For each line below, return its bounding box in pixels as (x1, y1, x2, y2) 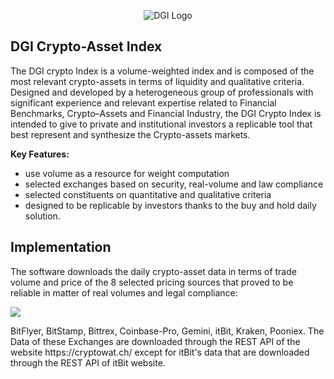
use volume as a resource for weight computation (24, 167, 230, 179)
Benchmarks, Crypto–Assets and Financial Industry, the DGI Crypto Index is (10, 107, 322, 119)
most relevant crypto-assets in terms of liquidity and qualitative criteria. (10, 75, 305, 87)
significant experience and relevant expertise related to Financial (10, 96, 277, 109)
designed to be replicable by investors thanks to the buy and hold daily (24, 199, 317, 211)
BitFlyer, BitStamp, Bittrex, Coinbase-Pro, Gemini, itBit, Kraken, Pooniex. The (10, 325, 325, 337)
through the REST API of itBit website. (10, 356, 166, 369)
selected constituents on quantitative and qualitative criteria (24, 188, 272, 200)
